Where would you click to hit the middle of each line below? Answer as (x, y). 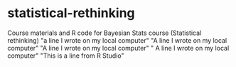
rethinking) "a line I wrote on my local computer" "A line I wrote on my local (117, 40)
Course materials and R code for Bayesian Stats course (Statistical (104, 33)
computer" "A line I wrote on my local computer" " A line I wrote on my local (118, 48)
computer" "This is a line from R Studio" (66, 56)
